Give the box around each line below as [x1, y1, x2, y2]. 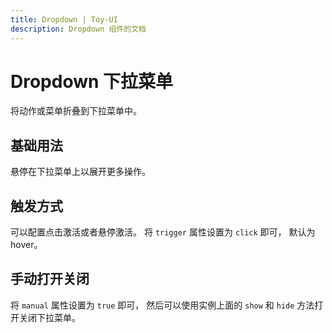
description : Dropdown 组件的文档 [10, 24, 147, 34]
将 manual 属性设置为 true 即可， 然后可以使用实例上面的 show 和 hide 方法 [10, 299, 315, 311]
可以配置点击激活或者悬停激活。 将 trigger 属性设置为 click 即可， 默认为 [10, 226, 316, 238]
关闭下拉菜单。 [18, 311, 81, 323]
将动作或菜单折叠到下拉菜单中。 [10, 105, 142, 117]
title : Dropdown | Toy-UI [10, 14, 118, 25]
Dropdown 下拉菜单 [10, 70, 174, 93]
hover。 [10, 239, 43, 251]
